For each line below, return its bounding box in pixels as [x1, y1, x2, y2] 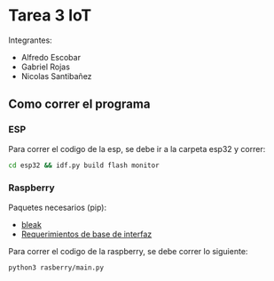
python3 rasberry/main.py [8, 263, 104, 272]
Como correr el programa [8, 97, 151, 112]
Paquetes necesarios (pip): [8, 202, 107, 213]
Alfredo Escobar [20, 52, 82, 62]
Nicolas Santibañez [20, 70, 92, 81]
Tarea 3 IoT [8, 5, 92, 26]
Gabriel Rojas [20, 61, 70, 72]
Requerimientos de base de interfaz [20, 229, 153, 239]
